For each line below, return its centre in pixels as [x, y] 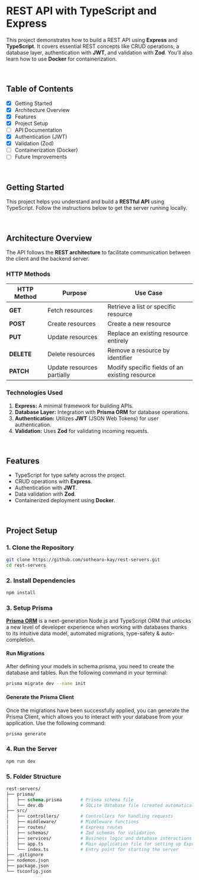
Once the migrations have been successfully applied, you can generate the [98, 710]
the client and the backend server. [48, 259]
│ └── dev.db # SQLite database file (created [84, 805]
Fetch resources [70, 311]
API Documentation [38, 130]
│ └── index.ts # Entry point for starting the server [92, 849]
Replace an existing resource [148, 333]
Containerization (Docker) [46, 150]
